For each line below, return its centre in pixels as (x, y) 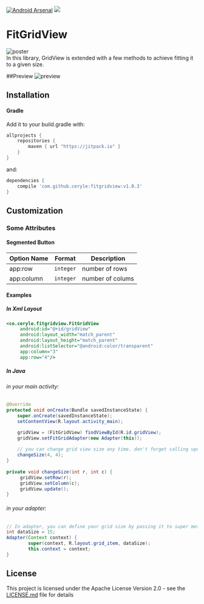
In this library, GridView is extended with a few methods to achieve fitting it (100, 58)
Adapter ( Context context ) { (42, 538)
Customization (35, 210)
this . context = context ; (59, 549)
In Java (16, 371)
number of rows (104, 269)
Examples (19, 295)
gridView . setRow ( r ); (46, 477)
